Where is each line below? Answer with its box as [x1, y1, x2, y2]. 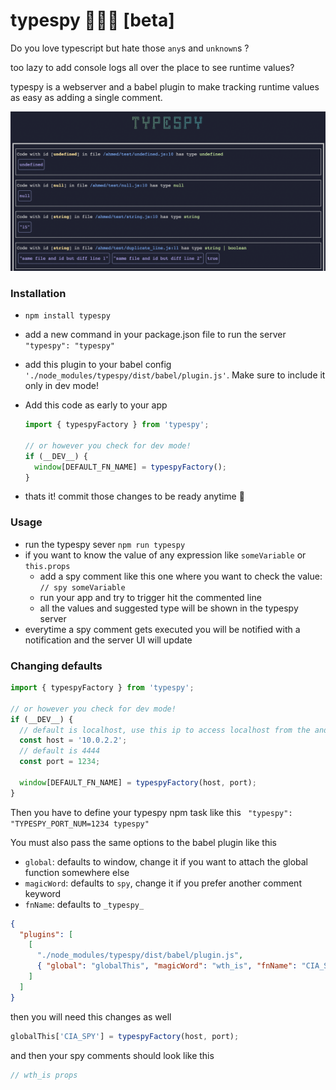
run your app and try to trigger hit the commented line [39, 591, 262, 603]
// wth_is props [10, 1070, 78, 1080]
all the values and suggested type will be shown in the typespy [39, 602, 299, 614]
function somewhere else [24, 866, 130, 878]
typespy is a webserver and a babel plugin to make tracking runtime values [10, 80, 320, 93]
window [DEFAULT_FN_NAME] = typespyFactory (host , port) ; [19, 777, 257, 788]
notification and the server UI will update [24, 634, 193, 646]
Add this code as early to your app [24, 399, 168, 411]
